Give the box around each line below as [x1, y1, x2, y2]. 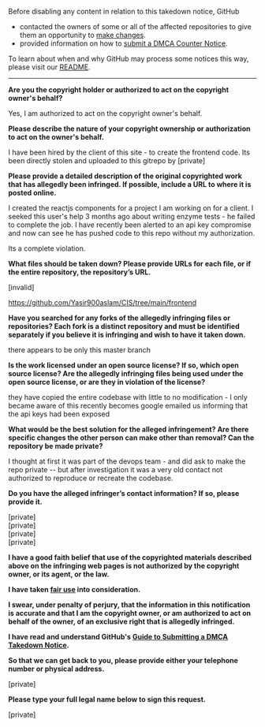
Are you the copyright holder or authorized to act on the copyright [8, 85, 230, 94]
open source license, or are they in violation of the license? [8, 378, 206, 386]
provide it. [8, 497, 43, 506]
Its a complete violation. [8, 244, 86, 253]
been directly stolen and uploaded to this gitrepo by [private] [8, 156, 206, 165]
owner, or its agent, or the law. [8, 569, 110, 579]
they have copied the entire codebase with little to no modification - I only [8, 393, 248, 401]
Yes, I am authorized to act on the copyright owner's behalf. [8, 109, 203, 117]
